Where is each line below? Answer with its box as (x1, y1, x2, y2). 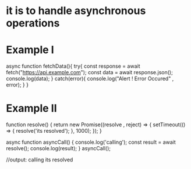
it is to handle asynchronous (6, 4, 146, 18)
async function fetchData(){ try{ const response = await (6, 63, 140, 70)
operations (6, 16, 60, 30)
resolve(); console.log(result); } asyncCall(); (6, 145, 111, 152)
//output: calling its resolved (6, 156, 73, 163)
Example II (6, 102, 57, 115)
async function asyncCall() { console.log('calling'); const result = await (6, 139, 176, 146)
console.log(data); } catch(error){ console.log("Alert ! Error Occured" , (6, 75, 174, 82)
